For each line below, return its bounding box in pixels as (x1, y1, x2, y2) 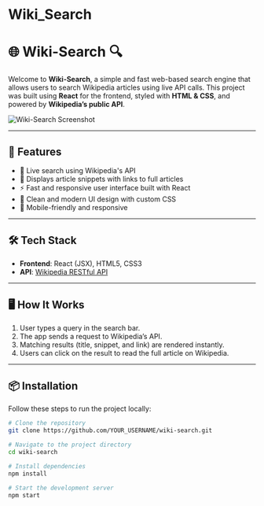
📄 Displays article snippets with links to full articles (19, 174, 184, 183)
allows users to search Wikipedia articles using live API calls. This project (8, 83, 245, 92)
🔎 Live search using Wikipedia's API (19, 165, 136, 175)
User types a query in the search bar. (19, 323, 141, 332)
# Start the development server (8, 484, 114, 492)
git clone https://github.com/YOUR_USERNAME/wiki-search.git (8, 427, 213, 434)
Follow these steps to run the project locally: (8, 404, 152, 414)
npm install (8, 470, 47, 478)
